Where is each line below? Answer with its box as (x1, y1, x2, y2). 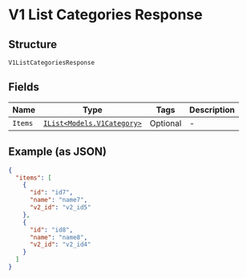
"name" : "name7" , (29, 196, 88, 204)
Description (189, 104, 235, 115)
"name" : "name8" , (29, 233, 88, 241)
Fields (8, 80, 40, 94)
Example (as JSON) (8, 145, 107, 159)
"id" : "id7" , (29, 188, 74, 197)
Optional (149, 118, 182, 129)
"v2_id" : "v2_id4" (29, 240, 91, 249)
